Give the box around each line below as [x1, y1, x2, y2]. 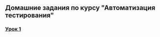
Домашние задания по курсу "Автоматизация [5, 4, 156, 12]
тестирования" [5, 12, 54, 20]
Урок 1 [5, 26, 21, 33]
